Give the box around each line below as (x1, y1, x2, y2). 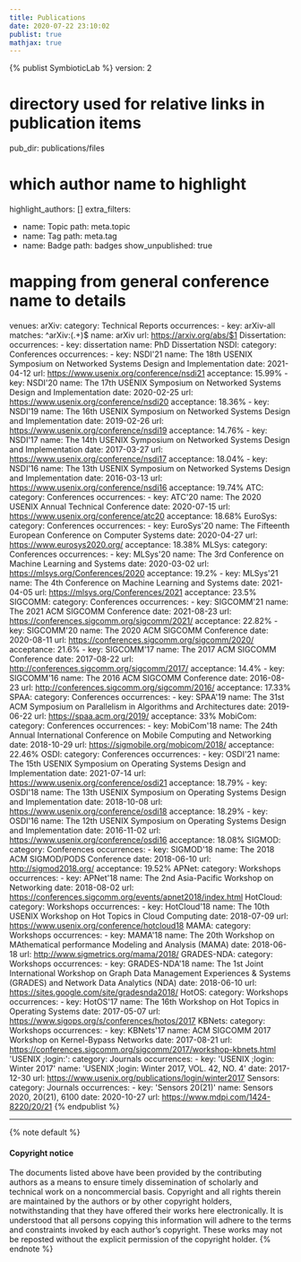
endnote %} (9, 1243, 54, 1255)
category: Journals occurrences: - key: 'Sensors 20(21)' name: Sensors (9, 1082, 273, 1093)
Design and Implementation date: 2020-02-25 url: (9, 387, 193, 398)
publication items (9, 113, 142, 134)
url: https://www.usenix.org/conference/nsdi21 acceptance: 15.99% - (32, 368, 288, 379)
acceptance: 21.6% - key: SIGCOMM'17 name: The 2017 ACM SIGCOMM (9, 644, 277, 655)
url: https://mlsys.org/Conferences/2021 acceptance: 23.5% (34, 587, 257, 598)
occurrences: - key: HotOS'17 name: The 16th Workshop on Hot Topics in (9, 997, 279, 1007)
